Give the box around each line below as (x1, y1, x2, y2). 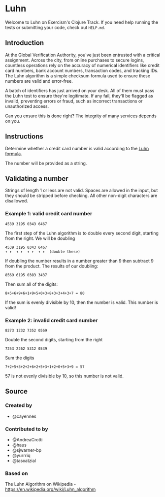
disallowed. (5, 198, 29, 204)
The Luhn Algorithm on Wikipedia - (5, 481, 76, 487)
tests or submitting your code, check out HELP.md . (5, 24, 105, 30)
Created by (5, 402, 33, 409)
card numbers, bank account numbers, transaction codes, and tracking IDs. (5, 67, 159, 73)
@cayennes (12, 413, 36, 419)
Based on (5, 470, 28, 477)
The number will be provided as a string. (5, 160, 87, 166)
